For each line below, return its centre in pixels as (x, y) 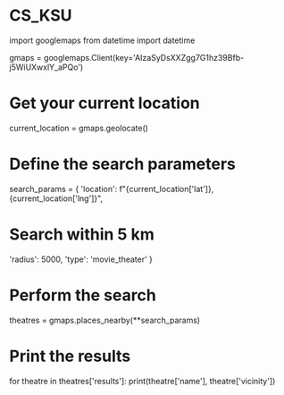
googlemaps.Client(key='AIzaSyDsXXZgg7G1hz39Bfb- (144, 57)
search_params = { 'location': (63, 189)
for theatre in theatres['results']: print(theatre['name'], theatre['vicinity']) (142, 381)
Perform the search (83, 295)
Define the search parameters (123, 164)
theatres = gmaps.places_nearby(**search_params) (105, 320)
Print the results (70, 356)
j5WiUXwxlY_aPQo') (46, 67)
